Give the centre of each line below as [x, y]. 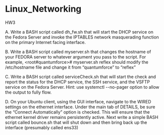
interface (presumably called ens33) [42, 127]
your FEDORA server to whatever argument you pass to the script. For [76, 57]
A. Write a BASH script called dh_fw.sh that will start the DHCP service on [79, 32]
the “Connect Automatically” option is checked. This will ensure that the [78, 112]
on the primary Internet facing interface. [46, 42]
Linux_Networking [43, 9]
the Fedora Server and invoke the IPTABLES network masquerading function [82, 37]
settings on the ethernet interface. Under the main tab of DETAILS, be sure [80, 107]
